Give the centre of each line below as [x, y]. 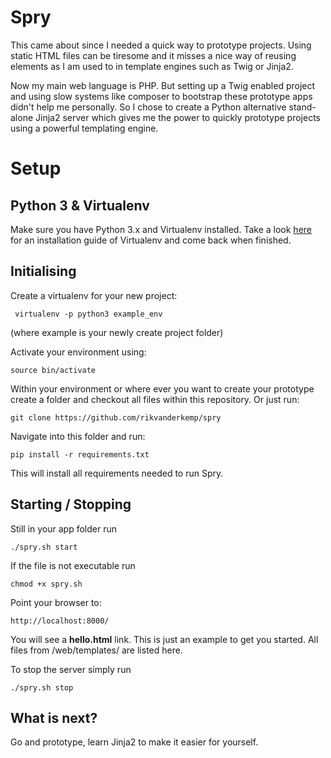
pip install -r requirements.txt [80, 454]
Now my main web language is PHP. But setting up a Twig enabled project [163, 85]
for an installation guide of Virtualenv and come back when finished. [151, 240]
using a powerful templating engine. [84, 128]
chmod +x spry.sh [46, 584]
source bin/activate [53, 370]
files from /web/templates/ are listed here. [96, 650]
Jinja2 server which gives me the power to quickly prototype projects [178, 117]
